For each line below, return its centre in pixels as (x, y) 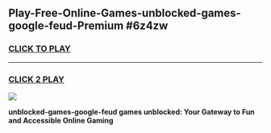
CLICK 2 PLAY (36, 79)
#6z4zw (147, 26)
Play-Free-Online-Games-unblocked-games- (125, 13)
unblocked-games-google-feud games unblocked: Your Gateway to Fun (132, 111)
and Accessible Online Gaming (61, 120)
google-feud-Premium (66, 26)
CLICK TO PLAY (40, 49)
